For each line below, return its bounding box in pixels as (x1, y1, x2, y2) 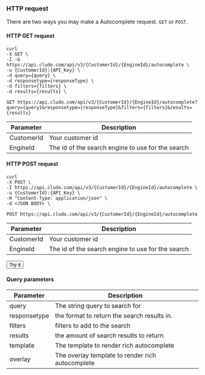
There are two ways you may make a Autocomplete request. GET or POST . (6, 18, 188, 26)
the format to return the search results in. (54, 311, 173, 320)
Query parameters (6, 276, 54, 283)
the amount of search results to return (54, 331, 164, 340)
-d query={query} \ (6, 72, 56, 79)
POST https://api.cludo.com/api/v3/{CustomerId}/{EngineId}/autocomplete (6, 211, 198, 217)
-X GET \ (6, 51, 29, 57)
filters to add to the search (54, 321, 131, 330)
